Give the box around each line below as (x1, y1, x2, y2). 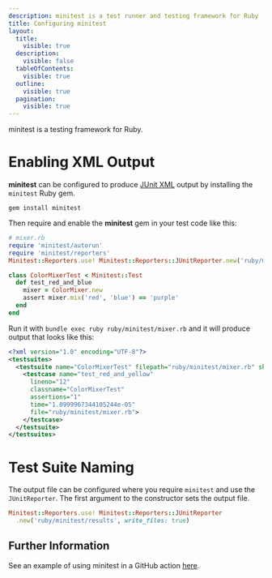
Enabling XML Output (8, 153, 155, 171)
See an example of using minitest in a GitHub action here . (8, 560, 200, 570)
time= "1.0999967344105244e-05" (29, 400, 136, 409)
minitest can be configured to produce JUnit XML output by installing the (8, 180, 253, 190)
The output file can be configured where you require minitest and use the (8, 485, 256, 495)
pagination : (15, 95, 57, 103)
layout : (8, 27, 35, 35)
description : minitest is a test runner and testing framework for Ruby (8, 11, 259, 20)
